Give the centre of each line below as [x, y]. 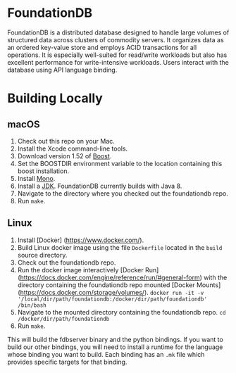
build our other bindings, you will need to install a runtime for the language [115, 347]
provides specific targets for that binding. [67, 362]
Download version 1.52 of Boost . [64, 156]
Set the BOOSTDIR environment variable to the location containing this [120, 163]
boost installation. [43, 171]
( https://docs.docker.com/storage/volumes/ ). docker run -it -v [111, 292]
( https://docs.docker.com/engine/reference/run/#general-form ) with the [122, 277]
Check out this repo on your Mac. [66, 141]
